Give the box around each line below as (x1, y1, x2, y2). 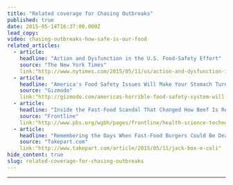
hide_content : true (7, 151, 64, 159)
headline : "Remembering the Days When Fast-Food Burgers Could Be (19, 132, 216, 139)
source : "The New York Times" (19, 61, 107, 68)
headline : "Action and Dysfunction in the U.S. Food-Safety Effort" (19, 55, 222, 62)
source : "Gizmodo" (19, 87, 73, 94)
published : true (7, 17, 54, 23)
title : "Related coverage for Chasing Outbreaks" (7, 10, 154, 17)
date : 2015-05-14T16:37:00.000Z (7, 23, 101, 30)
